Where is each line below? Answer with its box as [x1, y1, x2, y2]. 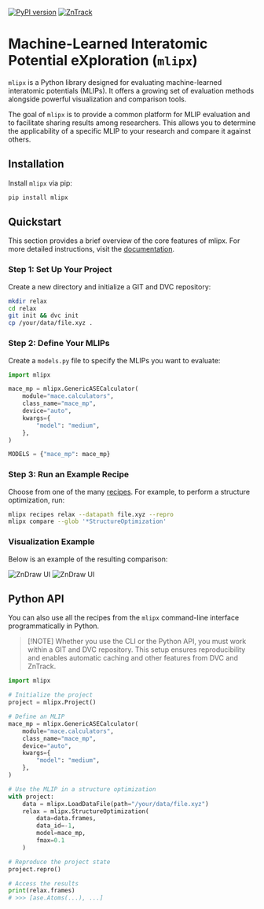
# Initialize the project [8, 691, 93, 699]
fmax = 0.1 [36, 837, 65, 845]
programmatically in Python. [8, 621, 100, 631]
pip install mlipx [8, 193, 68, 201]
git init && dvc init [8, 311, 79, 320]
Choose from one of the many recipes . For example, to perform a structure [8, 487, 250, 496]
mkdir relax [8, 297, 47, 305]
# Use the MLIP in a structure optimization [8, 785, 156, 793]
